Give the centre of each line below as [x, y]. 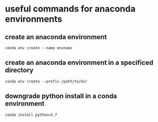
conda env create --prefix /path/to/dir [46, 81]
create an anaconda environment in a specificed [79, 63]
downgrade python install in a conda [61, 96]
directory [19, 70]
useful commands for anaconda [70, 9]
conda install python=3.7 [31, 115]
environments [34, 19]
